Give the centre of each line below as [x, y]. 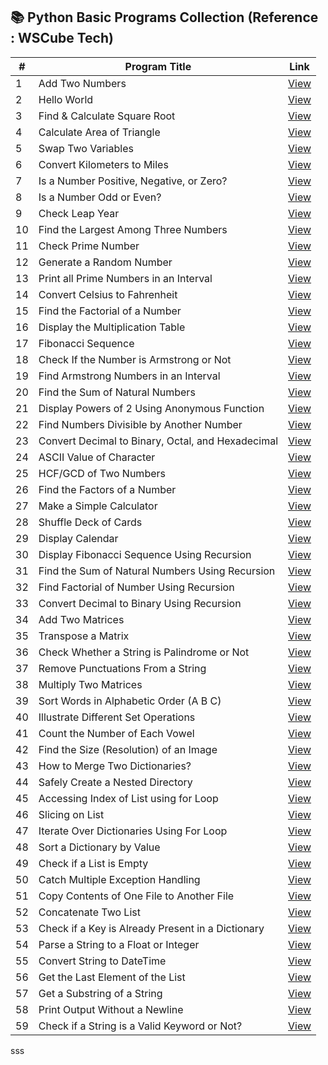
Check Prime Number [89, 246]
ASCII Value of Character [97, 457]
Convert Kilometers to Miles [103, 164]
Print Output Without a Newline [111, 1009]
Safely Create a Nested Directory [115, 782]
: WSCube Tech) [62, 38]
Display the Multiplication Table [112, 327]
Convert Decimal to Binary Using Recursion [140, 603]
